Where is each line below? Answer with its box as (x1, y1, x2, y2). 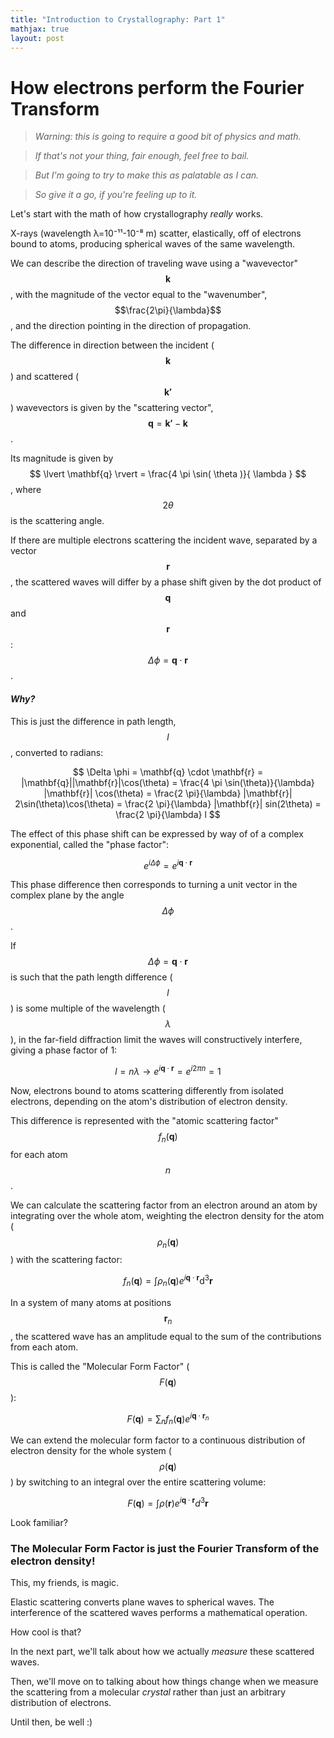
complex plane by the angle (10, 889, 125, 901)
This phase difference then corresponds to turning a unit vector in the (10, 879, 298, 891)
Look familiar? (10, 1516, 68, 1528)
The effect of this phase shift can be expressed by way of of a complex (10, 827, 304, 840)
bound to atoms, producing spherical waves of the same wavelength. (10, 238, 296, 250)
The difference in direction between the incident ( (10, 339, 215, 351)
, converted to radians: (10, 746, 104, 758)
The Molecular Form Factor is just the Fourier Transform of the (10, 1541, 320, 1555)
